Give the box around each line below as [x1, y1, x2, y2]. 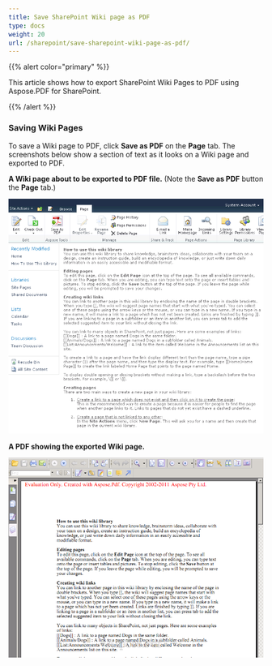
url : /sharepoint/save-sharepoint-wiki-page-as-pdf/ [8, 39, 190, 47]
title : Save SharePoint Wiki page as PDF [8, 13, 151, 21]
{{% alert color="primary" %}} [8, 62, 110, 72]
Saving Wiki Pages [8, 122, 83, 134]
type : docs [8, 21, 45, 30]
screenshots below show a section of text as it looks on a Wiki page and [8, 149, 249, 159]
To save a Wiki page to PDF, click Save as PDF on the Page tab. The [8, 140, 236, 150]
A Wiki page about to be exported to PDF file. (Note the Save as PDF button [8, 174, 264, 183]
